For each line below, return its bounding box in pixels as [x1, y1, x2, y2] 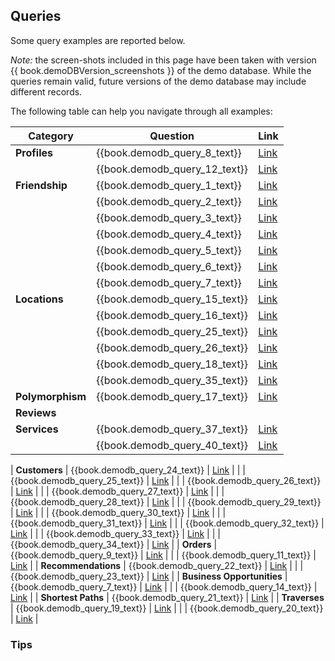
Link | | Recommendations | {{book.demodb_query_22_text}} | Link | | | [10, 559, 304, 571]
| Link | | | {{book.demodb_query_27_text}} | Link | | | [10, 485, 225, 497]
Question [149, 129, 195, 143]
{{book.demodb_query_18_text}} [96, 357, 249, 371]
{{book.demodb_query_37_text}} [96, 422, 249, 436]
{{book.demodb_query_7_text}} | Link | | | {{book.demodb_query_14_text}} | [10, 580, 318, 593]
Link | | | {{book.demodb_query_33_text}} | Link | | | [10, 527, 221, 539]
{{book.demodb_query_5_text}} [96, 243, 242, 257]
